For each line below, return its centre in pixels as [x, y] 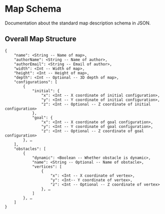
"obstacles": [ [30, 149]
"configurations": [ [36, 82]
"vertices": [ [47, 167]
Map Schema [33, 9]
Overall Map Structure [41, 39]
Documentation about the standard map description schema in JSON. [78, 23]
